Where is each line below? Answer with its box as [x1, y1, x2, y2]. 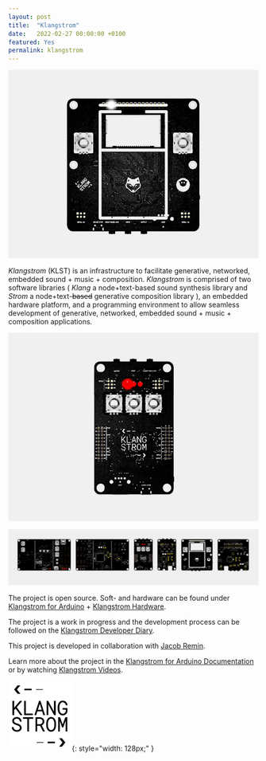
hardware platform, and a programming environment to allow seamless [8, 300, 240, 310]
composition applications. [8, 317, 93, 327]
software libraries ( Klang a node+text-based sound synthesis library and [8, 283, 248, 292]
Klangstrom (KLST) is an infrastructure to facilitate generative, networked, [8, 266, 250, 276]
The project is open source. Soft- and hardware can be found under [8, 594, 230, 603]
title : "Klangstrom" [8, 21, 80, 29]
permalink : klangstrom [8, 46, 83, 55]
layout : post [8, 13, 52, 21]
